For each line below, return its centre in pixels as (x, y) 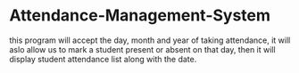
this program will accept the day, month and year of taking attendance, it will (150, 40)
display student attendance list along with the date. (103, 59)
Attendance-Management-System (140, 16)
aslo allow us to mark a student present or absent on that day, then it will (142, 49)
